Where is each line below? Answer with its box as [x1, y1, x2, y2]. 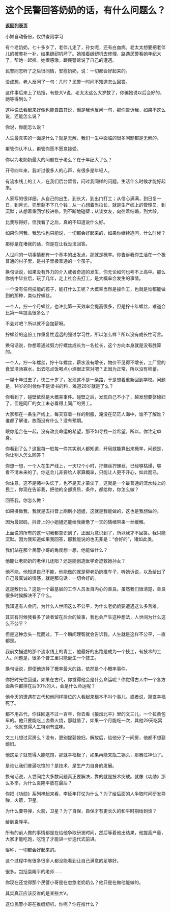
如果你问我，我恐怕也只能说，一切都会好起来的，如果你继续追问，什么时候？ [5, 230, 166, 236]
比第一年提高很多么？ [5, 309, 50, 315]
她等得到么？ [5, 95, 32, 102]
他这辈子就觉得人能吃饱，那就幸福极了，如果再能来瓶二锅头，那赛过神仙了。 [5, 751, 166, 758]
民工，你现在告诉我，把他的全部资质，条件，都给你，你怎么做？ [5, 486, 139, 492]
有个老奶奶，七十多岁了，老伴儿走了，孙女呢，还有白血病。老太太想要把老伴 [5, 44, 166, 50]
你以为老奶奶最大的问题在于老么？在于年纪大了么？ [5, 156, 112, 162]
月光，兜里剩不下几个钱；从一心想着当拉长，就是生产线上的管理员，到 [18, 202, 166, 208]
